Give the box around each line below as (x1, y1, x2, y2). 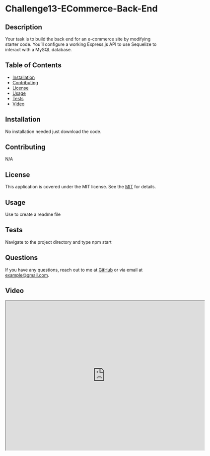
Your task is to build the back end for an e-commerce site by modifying (5, 36, 151, 42)
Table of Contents (5, 61, 62, 70)
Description (5, 23, 42, 31)
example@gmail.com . (5, 272, 50, 278)
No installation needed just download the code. (5, 128, 102, 135)
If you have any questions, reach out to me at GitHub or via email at (5, 267, 143, 273)
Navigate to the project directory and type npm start (5, 239, 112, 245)
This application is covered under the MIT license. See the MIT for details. (5, 184, 156, 190)
